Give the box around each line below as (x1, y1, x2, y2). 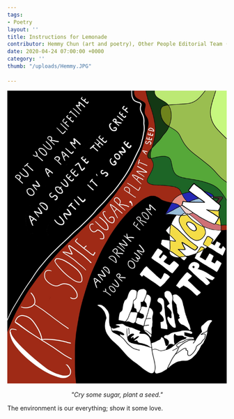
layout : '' (7, 26, 39, 33)
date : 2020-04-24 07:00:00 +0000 (7, 48, 104, 55)
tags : (7, 11, 23, 18)
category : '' (7, 56, 45, 63)
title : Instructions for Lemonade (7, 33, 108, 40)
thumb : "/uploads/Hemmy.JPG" (7, 63, 92, 70)
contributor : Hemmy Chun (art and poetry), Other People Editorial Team (7, 40, 223, 48)
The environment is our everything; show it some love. (7, 404, 164, 412)
